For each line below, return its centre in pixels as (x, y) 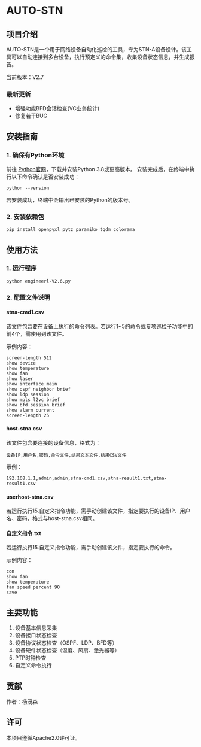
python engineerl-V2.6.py (38, 281)
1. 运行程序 (22, 268)
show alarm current (31, 410)
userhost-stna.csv (30, 497)
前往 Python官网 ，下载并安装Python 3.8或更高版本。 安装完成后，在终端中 (98, 169)
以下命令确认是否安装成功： (45, 177)
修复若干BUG (31, 116)
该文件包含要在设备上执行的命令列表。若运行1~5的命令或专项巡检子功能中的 (100, 326)
